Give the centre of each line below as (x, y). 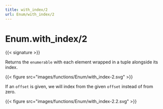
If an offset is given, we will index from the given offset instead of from (79, 87)
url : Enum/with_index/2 (30, 14)
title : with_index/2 (27, 10)
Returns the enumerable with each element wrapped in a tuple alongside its (82, 62)
